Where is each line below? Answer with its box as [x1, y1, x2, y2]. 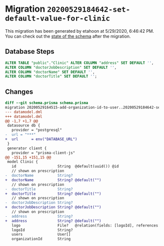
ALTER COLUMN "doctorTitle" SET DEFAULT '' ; [5, 74, 97, 79]
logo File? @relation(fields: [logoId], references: [11, 223, 161, 228]
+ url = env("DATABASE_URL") [5, 137, 78, 142]
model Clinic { [7, 160, 38, 164]
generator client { [7, 145, 47, 151]
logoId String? [11, 227, 73, 232]
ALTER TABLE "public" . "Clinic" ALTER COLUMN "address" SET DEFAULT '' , [5, 60, 154, 65]
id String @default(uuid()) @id [11, 164, 119, 169]
